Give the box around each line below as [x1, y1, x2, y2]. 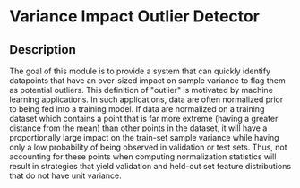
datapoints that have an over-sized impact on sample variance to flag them [9, 75, 286, 86]
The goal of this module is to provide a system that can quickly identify [9, 65, 271, 76]
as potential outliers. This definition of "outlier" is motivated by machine [9, 85, 273, 95]
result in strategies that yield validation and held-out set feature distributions [9, 161, 292, 171]
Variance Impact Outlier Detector [9, 6, 260, 27]
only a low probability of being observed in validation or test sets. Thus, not [9, 141, 288, 152]
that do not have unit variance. [9, 170, 123, 181]
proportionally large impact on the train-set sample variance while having [9, 132, 279, 142]
